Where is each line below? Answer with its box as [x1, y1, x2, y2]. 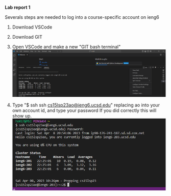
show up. [12, 113, 32, 119]
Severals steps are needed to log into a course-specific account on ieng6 [5, 14, 159, 20]
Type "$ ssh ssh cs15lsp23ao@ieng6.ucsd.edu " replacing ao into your [12, 102, 160, 108]
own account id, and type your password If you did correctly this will [12, 107, 157, 114]
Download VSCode [12, 24, 53, 30]
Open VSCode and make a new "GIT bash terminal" [12, 44, 121, 50]
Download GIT [12, 34, 43, 40]
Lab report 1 [5, 5, 31, 10]
